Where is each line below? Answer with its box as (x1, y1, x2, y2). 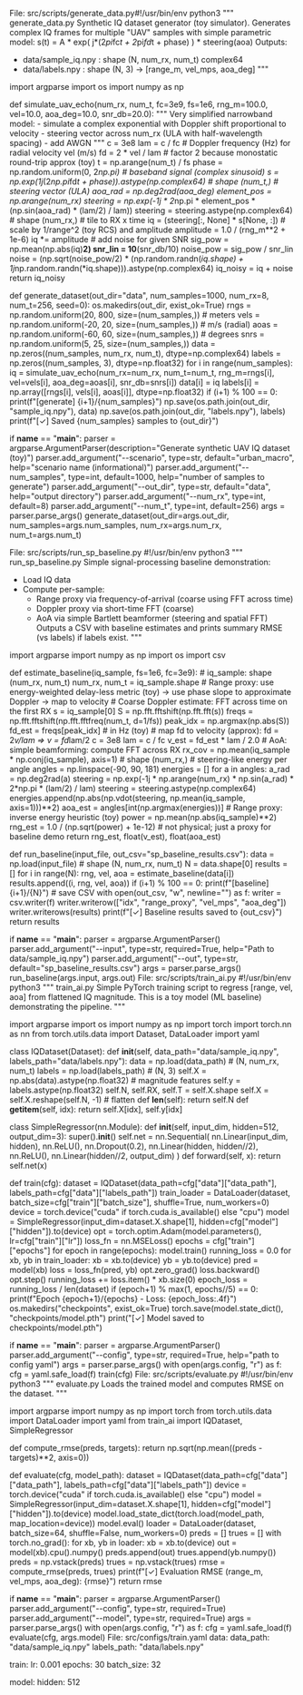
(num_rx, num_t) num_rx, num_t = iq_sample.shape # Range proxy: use (9, 677, 275, 688)
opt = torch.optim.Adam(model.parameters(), (93, 1226, 262, 1237)
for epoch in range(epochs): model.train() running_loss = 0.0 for (52, 1245, 292, 1256)
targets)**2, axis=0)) (9, 1452, 90, 1463)
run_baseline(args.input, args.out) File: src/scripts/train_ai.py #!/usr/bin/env (9, 973, 292, 983)
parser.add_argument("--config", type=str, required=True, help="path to (9, 1349, 279, 1360)
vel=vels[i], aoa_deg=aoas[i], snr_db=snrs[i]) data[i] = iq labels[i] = (9, 377, 260, 387)
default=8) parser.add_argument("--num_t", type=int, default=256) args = (9, 501, 286, 511)
